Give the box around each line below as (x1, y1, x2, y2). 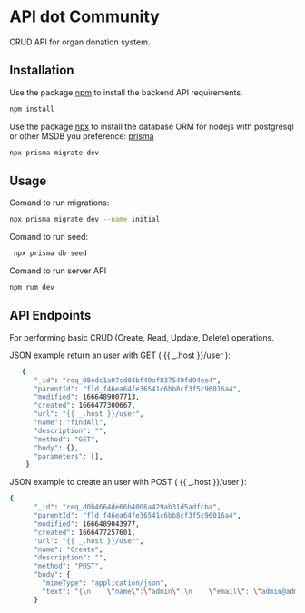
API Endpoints (9, 308, 92, 323)
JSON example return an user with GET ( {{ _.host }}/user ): (9, 350, 231, 361)
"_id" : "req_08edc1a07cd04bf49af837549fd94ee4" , (33, 375, 221, 385)
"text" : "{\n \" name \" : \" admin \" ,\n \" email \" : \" (42, 587, 262, 596)
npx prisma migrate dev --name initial (9, 215, 161, 224)
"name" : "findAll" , (33, 418, 107, 427)
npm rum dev (9, 283, 54, 292)
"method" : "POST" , (33, 561, 103, 571)
